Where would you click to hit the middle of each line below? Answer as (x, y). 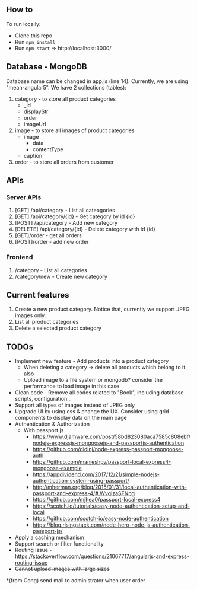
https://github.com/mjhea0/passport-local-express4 (96, 500)
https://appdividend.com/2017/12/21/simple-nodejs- (96, 474)
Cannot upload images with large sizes (62, 569)
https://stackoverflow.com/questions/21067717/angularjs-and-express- (102, 556)
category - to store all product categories (65, 99)
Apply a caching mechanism (50, 538)
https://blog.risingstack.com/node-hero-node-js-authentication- (111, 525)
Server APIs (24, 197)
